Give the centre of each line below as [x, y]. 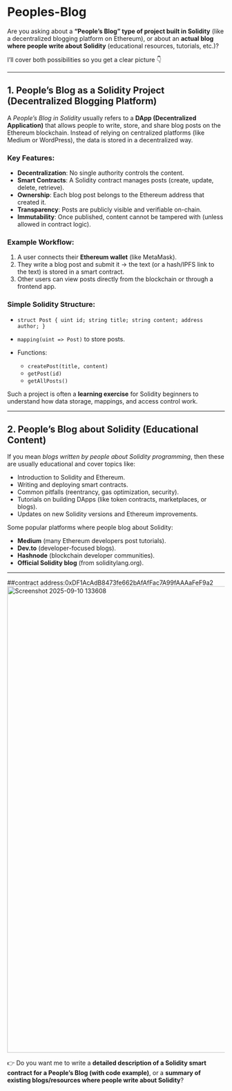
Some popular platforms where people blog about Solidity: [90, 528]
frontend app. [37, 287]
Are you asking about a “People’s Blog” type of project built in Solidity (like [116, 31]
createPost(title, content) [68, 366]
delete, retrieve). [40, 188]
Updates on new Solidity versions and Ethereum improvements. [107, 514]
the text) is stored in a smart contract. [71, 272]
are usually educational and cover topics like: [71, 464]
